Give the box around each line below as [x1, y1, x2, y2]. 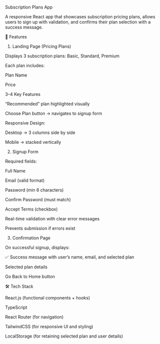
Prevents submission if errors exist [5, 225, 75, 231]
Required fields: [5, 158, 37, 164]
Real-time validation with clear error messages [5, 216, 100, 221]
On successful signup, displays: [5, 245, 70, 250]
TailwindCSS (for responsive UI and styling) [5, 324, 94, 329]
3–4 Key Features [5, 91, 41, 97]
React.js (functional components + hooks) [5, 295, 90, 301]
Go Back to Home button [5, 274, 55, 279]
